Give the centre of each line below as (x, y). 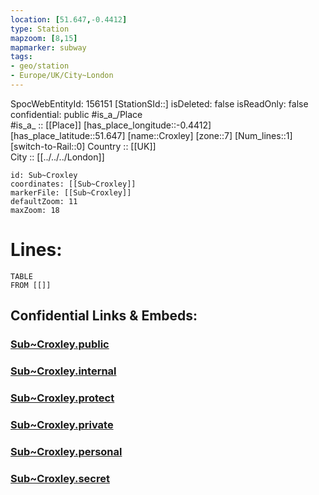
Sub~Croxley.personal (66, 451)
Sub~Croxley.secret (60, 478)
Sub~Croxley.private (62, 424)
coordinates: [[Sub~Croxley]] (73, 184)
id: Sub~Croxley (44, 175)
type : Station (40, 29)
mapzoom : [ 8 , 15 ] (44, 38)
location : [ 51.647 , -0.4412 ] (69, 19)
